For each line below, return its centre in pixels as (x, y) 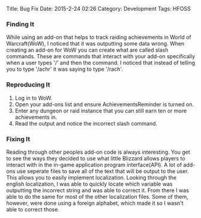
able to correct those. (33, 209)
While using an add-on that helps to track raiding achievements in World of (99, 37)
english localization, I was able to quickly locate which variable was (89, 184)
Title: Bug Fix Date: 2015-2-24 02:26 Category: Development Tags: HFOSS (98, 9)
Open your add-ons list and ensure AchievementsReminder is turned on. (104, 104)
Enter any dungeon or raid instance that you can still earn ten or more (101, 111)
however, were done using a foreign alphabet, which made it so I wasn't (95, 203)
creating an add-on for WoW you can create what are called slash (87, 50)
